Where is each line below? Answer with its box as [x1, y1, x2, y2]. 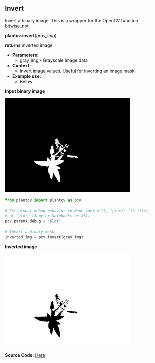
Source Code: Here [5, 352, 46, 358]
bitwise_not [5, 23, 29, 29]
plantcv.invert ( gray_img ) [5, 32, 57, 38]
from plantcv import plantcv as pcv [5, 198, 81, 203]
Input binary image [5, 88, 45, 94]
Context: [12, 62, 31, 68]
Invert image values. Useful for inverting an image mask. [19, 68, 136, 74]
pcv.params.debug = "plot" [5, 219, 61, 224]
